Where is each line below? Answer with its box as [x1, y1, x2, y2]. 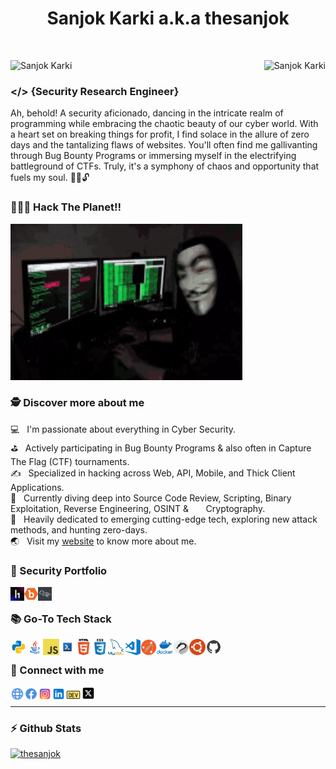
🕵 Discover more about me [10, 396, 145, 410]
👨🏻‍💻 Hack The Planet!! [10, 200, 122, 214]
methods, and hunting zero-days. [10, 523, 148, 536]
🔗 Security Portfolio [10, 563, 108, 577]
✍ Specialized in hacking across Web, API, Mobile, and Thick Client [10, 467, 296, 479]
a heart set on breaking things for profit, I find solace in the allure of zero [10, 128, 310, 141]
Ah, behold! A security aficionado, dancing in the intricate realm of [10, 107, 284, 119]
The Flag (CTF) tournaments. [10, 455, 130, 467]
